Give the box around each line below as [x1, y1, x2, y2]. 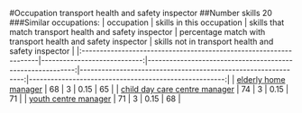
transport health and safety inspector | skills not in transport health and [9, 36, 274, 47]
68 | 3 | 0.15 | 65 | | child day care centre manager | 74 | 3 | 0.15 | [49, 84, 289, 94]
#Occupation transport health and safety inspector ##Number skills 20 [9, 8, 273, 18]
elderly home [236, 74, 286, 84]
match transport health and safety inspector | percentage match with [9, 27, 266, 37]
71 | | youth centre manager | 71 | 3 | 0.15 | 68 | [9, 93, 181, 104]
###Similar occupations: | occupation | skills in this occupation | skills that [9, 17, 285, 28]
